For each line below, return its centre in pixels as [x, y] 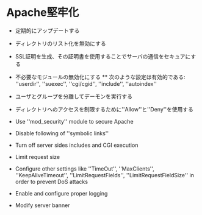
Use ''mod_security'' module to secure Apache [74, 121]
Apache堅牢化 [43, 12]
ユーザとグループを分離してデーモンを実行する [74, 96]
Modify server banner [42, 205]
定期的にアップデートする [47, 30]
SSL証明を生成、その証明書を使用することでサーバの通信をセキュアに [103, 56]
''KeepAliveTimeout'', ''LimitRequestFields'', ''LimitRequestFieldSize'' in [104, 175]
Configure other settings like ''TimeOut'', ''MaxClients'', [85, 169]
